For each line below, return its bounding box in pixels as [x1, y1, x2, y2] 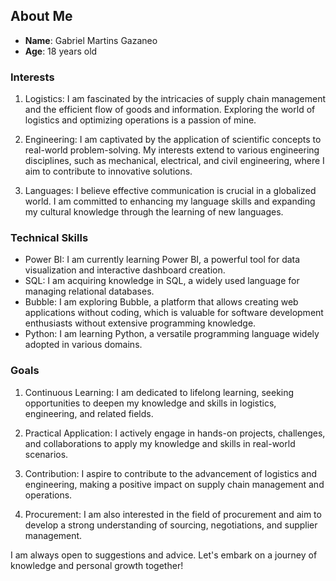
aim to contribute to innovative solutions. [24, 165, 193, 178]
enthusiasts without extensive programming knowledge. [24, 317, 257, 329]
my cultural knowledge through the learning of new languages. [24, 206, 284, 218]
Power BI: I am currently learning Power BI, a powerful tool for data [24, 254, 301, 266]
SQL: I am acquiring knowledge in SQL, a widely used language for [24, 275, 300, 287]
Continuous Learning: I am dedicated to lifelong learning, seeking [24, 386, 295, 398]
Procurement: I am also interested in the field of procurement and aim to [24, 508, 322, 520]
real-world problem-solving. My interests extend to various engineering [24, 144, 320, 156]
